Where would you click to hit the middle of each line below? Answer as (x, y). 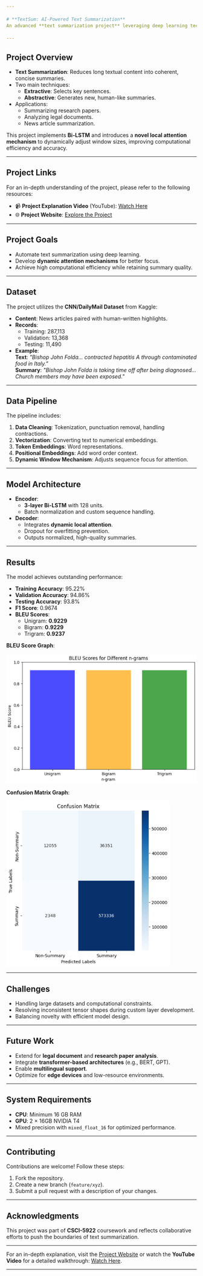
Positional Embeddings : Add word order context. (76, 453)
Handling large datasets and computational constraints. (84, 1004)
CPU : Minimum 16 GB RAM (48, 1114)
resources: (20, 193)
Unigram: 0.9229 (46, 621)
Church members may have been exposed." (70, 376)
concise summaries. (40, 78)
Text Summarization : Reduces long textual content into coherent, (97, 72)
